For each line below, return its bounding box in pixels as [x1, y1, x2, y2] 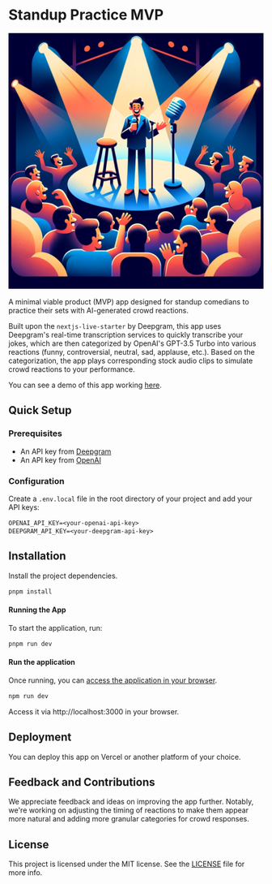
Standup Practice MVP [8, 6, 164, 24]
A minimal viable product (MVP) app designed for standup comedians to [8, 296, 249, 306]
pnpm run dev [8, 640, 53, 648]
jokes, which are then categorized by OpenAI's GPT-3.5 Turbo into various [8, 339, 257, 348]
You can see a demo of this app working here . [8, 380, 162, 390]
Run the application [8, 658, 75, 667]
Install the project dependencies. [8, 571, 118, 580]
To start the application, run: [8, 623, 103, 632]
